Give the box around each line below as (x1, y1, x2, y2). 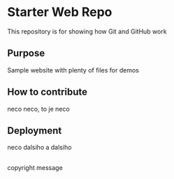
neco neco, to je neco (7, 104, 70, 113)
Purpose (7, 47, 45, 59)
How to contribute (7, 86, 88, 98)
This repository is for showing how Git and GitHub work (7, 27, 167, 36)
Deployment (7, 125, 62, 137)
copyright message (7, 163, 63, 171)
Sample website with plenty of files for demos (7, 65, 140, 74)
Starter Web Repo (7, 4, 113, 20)
